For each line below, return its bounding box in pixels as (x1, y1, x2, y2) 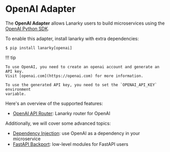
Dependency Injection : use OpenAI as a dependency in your (12, 130, 140, 136)
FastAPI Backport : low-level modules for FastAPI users (12, 141, 128, 147)
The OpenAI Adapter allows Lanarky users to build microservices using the (5, 20, 165, 26)
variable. (5, 91, 27, 97)
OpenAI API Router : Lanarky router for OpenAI (12, 110, 110, 116)
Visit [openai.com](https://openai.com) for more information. (5, 73, 144, 79)
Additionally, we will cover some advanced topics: (5, 120, 111, 126)
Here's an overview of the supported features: (5, 100, 103, 106)
